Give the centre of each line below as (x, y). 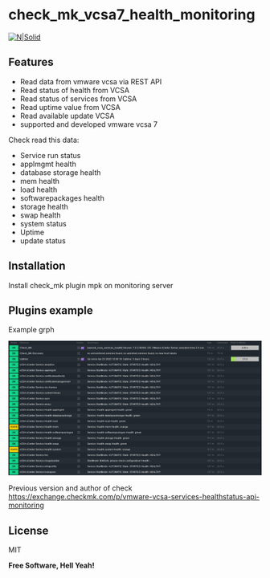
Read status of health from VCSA (75, 90)
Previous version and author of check (70, 488)
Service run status (50, 155)
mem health (40, 181)
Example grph (31, 330)
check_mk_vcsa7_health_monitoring (132, 15)
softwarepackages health (62, 197)
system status (43, 223)
